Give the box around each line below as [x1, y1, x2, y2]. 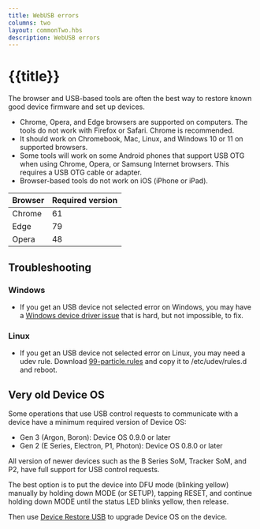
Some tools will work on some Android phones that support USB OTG [19, 151, 245, 160]
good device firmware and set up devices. [8, 102, 146, 111]
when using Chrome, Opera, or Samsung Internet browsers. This [19, 159, 230, 169]
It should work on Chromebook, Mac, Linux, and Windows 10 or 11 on [19, 134, 243, 144]
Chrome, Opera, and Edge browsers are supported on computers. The [19, 118, 248, 127]
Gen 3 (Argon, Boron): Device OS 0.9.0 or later [19, 432, 171, 442]
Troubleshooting [8, 261, 92, 274]
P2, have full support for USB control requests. [8, 464, 160, 474]
